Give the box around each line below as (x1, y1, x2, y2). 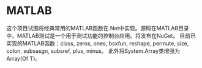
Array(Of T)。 (6, 55, 41, 62)
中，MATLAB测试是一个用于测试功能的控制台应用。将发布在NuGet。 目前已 (6, 32, 196, 39)
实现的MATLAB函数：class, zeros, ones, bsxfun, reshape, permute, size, (6, 39, 189, 47)
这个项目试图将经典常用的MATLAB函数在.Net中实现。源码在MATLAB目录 (6, 24, 190, 32)
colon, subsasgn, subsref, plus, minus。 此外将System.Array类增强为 (6, 47, 181, 55)
